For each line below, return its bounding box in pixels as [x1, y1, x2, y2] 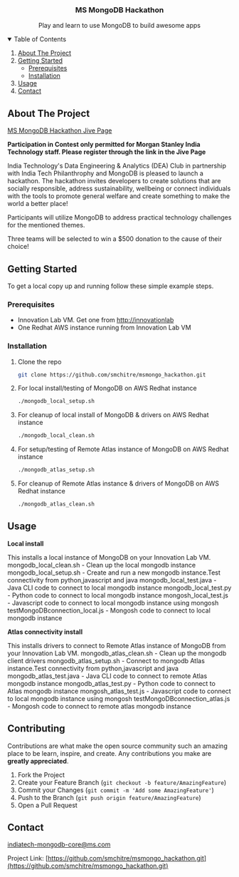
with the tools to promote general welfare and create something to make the [7, 192, 230, 200]
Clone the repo [17, 357, 62, 366]
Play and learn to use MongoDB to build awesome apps [38, 21, 201, 30]
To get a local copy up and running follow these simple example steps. [7, 282, 214, 290]
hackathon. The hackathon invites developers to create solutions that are [7, 177, 221, 185]
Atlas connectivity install [7, 627, 83, 636]
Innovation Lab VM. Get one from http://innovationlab [17, 316, 174, 324]
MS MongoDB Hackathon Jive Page [7, 126, 112, 135]
